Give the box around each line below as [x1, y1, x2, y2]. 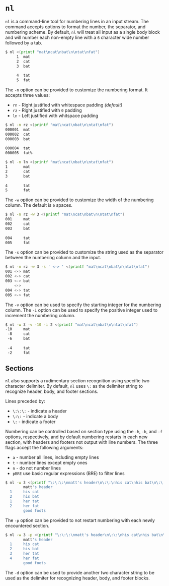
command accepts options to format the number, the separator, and [5, 24, 146, 30]
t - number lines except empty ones [12, 459, 88, 465]
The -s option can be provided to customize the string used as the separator [5, 249, 164, 255]
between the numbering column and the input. [5, 255, 102, 261]
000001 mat [5, 127, 30, 132]
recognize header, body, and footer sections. [5, 388, 99, 394]
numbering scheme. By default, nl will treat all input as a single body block [5, 29, 160, 35]
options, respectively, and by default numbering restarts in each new [5, 434, 148, 440]
